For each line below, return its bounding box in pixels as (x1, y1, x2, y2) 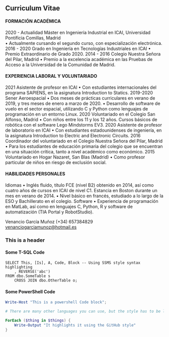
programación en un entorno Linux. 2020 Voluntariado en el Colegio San (5, 111, 156, 117)
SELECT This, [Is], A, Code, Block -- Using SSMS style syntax (5, 260, 141, 265)
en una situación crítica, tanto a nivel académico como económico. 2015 (5, 148, 155, 154)
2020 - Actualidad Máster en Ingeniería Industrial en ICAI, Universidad (5, 29, 151, 35)
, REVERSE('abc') (14, 269, 51, 274)
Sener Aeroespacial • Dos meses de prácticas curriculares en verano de (5, 95, 155, 101)
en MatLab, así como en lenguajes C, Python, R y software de (5, 204, 133, 209)
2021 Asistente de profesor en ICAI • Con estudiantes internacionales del (5, 84, 157, 90)
